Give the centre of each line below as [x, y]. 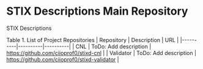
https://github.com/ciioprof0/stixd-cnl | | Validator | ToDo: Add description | [102, 53]
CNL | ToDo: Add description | [113, 46]
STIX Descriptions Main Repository [97, 11]
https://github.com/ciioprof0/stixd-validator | [63, 59]
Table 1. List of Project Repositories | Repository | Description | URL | [93, 40]
